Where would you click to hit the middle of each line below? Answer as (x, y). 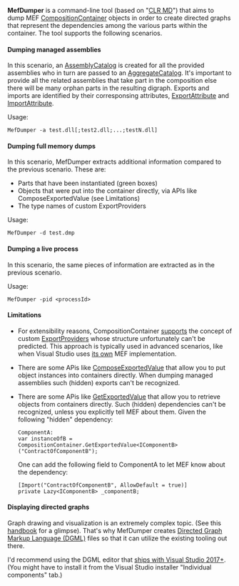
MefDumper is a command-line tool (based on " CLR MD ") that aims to (111, 10)
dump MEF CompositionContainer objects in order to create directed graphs (119, 18)
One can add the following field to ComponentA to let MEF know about (122, 465)
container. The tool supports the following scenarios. (85, 33)
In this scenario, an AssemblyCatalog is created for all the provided (106, 65)
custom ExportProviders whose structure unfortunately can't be (111, 338)
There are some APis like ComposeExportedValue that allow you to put (122, 367)
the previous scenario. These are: (57, 169)
